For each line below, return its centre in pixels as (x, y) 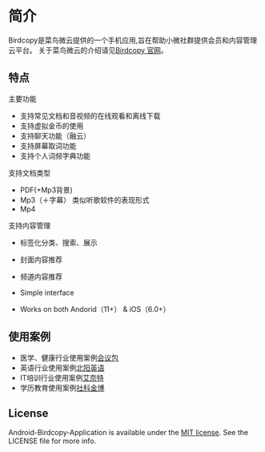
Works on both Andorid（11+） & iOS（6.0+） (95, 309)
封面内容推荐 (41, 259)
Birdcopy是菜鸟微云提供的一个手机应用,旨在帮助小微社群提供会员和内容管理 (133, 40)
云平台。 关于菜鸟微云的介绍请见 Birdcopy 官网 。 (88, 50)
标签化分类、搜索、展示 (58, 242)
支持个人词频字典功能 (55, 155)
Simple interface (47, 293)
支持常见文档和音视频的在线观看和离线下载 (90, 115)
